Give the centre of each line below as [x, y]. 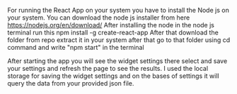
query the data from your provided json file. [71, 83]
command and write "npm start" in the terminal [76, 47]
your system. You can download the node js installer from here [99, 18]
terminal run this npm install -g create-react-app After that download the [113, 32]
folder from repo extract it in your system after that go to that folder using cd [119, 40]
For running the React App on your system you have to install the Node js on [118, 10]
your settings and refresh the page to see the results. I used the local [108, 68]
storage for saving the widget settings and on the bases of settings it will [113, 76]
